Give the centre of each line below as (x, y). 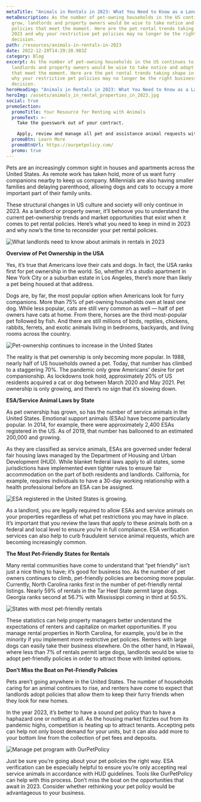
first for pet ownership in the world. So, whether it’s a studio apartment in (96, 271)
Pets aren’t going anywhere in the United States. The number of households (100, 681)
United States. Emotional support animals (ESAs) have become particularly (98, 418)
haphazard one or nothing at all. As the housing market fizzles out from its (98, 718)
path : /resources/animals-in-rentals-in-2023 (64, 45)
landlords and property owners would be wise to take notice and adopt (103, 67)
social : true (22, 101)
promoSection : (24, 106)
